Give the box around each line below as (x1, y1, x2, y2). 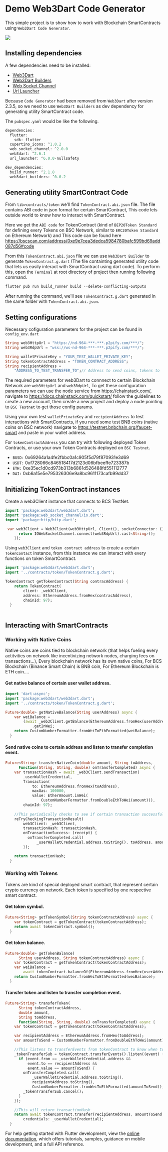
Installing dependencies (5, 49, 82, 58)
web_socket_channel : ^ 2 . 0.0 (9, 147, 68, 152)
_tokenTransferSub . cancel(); (23, 1089, 84, 1094)
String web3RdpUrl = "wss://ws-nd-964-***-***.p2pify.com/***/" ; (5, 345, 144, 350)
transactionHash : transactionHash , (23, 826, 97, 831)
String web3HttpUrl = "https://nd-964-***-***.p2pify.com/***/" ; (5, 340, 144, 345)
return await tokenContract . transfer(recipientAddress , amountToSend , (14, 1112, 164, 1117)
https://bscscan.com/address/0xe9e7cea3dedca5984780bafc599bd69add (5, 238, 160, 244)
